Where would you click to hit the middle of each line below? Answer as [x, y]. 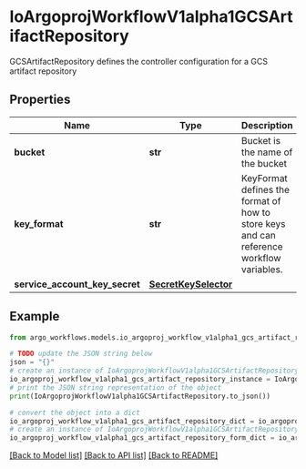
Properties [40, 100]
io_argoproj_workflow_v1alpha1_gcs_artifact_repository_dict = [132, 421]
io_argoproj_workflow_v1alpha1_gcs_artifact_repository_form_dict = [142, 438]
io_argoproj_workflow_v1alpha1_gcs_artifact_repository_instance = [140, 380]
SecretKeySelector [191, 284]
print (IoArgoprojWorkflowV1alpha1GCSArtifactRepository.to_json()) [140, 396]
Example [35, 316]
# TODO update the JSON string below [81, 354]
